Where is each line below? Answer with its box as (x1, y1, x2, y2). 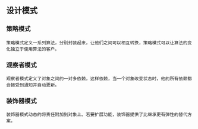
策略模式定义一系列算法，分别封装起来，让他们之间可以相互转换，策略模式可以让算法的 (6, 40, 188, 46)
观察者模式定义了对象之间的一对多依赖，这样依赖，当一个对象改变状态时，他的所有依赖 (6, 76, 188, 82)
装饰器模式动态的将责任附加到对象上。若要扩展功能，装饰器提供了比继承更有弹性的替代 (6, 112, 188, 118)
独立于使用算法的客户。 (10, 46, 59, 52)
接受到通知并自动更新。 (10, 82, 59, 88)
